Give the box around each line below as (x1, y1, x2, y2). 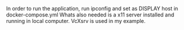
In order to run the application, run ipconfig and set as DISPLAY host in (6, 5, 179, 12)
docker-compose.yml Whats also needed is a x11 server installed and (6, 11, 175, 18)
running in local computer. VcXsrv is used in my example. (6, 18, 146, 24)
